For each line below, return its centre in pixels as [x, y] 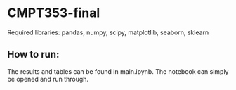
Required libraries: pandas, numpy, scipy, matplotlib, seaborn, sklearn [108, 32]
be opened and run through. [48, 79]
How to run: [33, 54]
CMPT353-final [54, 13]
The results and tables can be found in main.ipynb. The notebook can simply [118, 71]
